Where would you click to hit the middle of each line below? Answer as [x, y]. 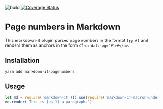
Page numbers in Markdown [63, 27]
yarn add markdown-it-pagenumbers [40, 72]
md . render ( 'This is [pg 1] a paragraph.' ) [49, 102]
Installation [22, 61]
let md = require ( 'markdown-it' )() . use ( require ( [55, 97]
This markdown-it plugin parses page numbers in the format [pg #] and [77, 40]
